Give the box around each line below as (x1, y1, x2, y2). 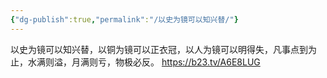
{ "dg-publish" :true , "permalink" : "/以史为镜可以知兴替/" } (10, 14, 239, 25)
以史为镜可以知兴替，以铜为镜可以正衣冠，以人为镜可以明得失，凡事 (10, 43, 291, 55)
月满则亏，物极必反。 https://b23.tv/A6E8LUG (71, 56, 261, 68)
